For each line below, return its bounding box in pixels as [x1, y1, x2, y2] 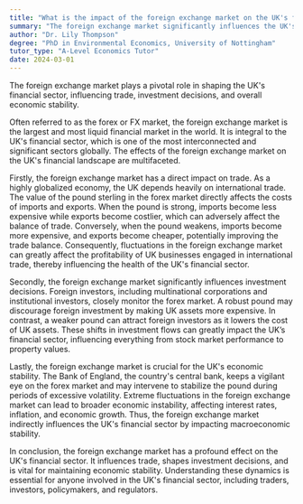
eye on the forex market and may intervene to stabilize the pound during [9, 380, 278, 391]
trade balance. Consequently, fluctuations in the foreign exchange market [9, 240, 283, 250]
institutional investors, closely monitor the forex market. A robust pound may [9, 295, 293, 306]
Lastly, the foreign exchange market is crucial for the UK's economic [9, 361, 264, 371]
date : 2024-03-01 [9, 55, 75, 64]
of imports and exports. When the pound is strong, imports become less [9, 201, 277, 212]
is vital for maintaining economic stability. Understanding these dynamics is [9, 465, 290, 475]
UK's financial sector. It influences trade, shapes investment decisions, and [9, 455, 289, 466]
